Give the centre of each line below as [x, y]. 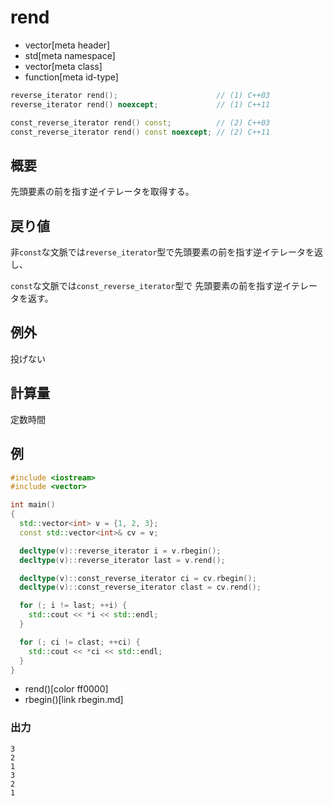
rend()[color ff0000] [66, 689]
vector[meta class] [63, 66]
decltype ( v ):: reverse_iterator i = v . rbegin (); [120, 551]
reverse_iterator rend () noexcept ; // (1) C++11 [140, 104]
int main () [33, 505]
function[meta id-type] [71, 77]
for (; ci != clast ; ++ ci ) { [80, 642]
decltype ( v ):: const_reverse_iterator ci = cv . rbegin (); [138, 578]
